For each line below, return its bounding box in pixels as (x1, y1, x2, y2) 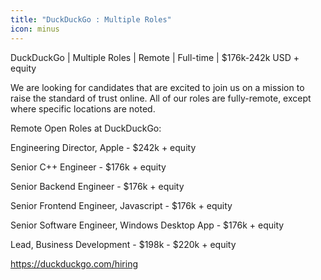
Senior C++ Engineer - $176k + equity (10, 161, 167, 173)
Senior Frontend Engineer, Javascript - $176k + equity (10, 199, 233, 211)
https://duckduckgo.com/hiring (10, 257, 138, 270)
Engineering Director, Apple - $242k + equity (10, 141, 197, 153)
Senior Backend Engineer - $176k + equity (10, 180, 185, 192)
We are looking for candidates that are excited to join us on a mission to (10, 81, 305, 93)
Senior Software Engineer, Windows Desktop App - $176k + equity (10, 219, 285, 231)
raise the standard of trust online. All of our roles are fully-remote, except (10, 92, 312, 104)
